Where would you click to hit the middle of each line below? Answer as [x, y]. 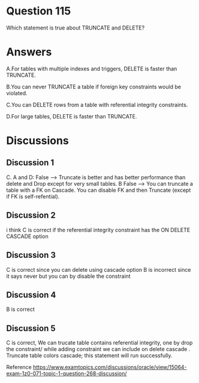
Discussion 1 [30, 163]
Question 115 [39, 11]
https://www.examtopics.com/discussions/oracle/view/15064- [110, 367]
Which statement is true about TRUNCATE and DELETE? [76, 28]
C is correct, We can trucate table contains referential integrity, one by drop [99, 343]
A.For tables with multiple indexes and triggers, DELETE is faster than [92, 69]
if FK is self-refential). [33, 196]
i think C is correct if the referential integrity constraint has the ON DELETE [98, 230]
